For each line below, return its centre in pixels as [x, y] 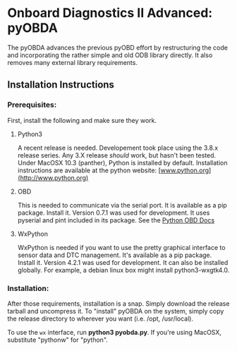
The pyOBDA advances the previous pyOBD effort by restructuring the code [117, 47]
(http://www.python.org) [53, 177]
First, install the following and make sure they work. [82, 120]
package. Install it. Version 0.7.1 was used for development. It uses [114, 213]
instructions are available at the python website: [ [89, 170]
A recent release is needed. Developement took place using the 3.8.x [118, 148]
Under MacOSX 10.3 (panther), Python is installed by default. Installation [122, 162]
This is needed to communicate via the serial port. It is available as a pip [122, 205]
